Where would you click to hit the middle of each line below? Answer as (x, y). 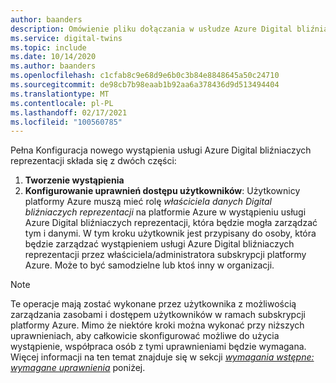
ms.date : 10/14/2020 (53, 57)
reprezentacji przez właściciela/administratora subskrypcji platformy (165, 255)
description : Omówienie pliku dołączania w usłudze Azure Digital (151, 29)
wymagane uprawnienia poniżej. (78, 368)
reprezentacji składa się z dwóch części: (93, 161)
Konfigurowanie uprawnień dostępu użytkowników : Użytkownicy (162, 191)
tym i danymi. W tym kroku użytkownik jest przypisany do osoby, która (170, 233)
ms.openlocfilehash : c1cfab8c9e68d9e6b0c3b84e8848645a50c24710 (145, 76)
